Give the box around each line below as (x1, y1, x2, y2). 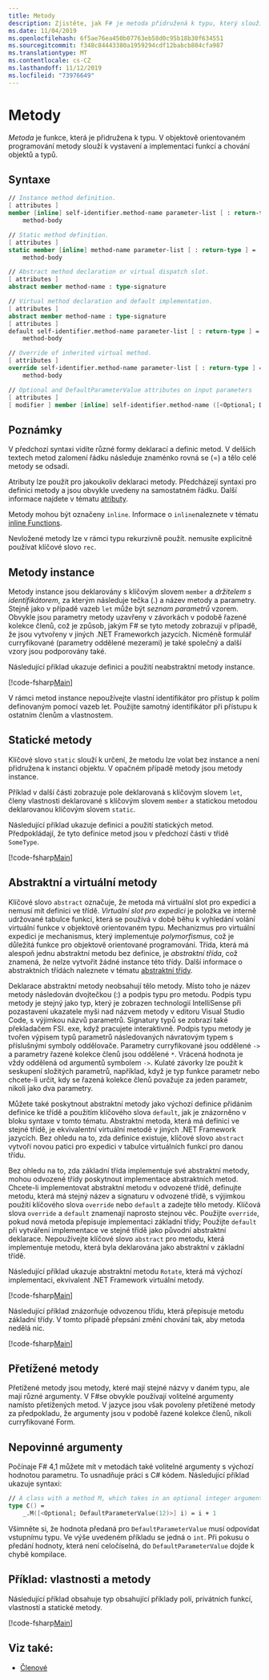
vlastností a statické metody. (8, 1602, 102, 1612)
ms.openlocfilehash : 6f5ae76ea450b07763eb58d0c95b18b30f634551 (8, 34, 224, 43)
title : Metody (8, 11, 56, 20)
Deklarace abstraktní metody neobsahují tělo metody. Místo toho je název (8, 981, 251, 991)
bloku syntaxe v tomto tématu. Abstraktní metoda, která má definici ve (8, 1116, 240, 1125)
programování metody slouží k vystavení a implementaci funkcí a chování (8, 141, 251, 151)
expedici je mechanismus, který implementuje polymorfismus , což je (8, 931, 235, 941)
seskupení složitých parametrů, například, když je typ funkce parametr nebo (8, 1066, 260, 1076)
